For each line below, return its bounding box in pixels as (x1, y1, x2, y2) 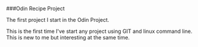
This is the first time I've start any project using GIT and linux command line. (6, 28, 193, 35)
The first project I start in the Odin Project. (6, 16, 109, 23)
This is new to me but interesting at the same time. (6, 34, 130, 41)
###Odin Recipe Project (6, 5, 65, 12)
